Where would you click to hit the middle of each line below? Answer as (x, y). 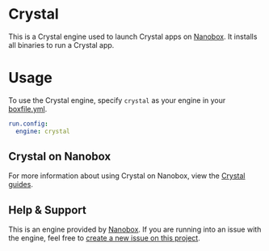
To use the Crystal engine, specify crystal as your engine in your (117, 100)
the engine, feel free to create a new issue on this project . (104, 238)
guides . (21, 185)
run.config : (28, 123)
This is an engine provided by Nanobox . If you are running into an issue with (135, 230)
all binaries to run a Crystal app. (61, 45)
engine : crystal (43, 131)
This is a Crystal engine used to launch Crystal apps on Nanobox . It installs (133, 36)
